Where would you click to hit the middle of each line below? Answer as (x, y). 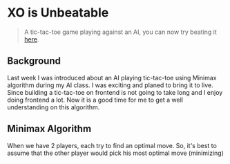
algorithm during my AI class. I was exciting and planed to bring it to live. (111, 85)
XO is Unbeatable (58, 13)
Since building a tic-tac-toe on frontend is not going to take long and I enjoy (115, 92)
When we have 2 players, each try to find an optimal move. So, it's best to (112, 145)
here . (31, 39)
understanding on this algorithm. (54, 107)
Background (34, 61)
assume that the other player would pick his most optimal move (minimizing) (116, 153)
